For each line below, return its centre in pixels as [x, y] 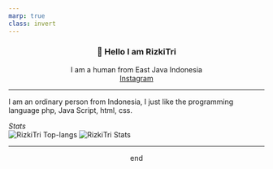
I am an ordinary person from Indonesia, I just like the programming [121, 102]
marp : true [27, 16]
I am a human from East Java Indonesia [136, 69]
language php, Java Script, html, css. [70, 110]
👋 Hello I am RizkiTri [136, 52]
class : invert [32, 24]
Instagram [136, 78]
